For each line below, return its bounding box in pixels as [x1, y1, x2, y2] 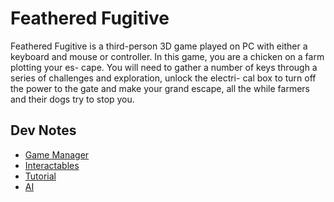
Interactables [24, 159, 80, 171]
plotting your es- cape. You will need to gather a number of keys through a [10, 61, 318, 73]
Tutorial [24, 170, 57, 182]
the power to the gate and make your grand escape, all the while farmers [10, 82, 310, 94]
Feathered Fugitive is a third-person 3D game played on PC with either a [10, 40, 308, 52]
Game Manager [24, 148, 90, 161]
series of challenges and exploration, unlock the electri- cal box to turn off [10, 72, 317, 84]
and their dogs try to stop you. [10, 93, 135, 105]
